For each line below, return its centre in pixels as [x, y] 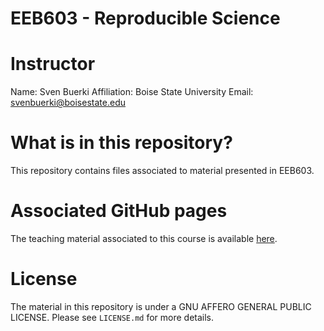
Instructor [53, 64]
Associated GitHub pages [119, 211]
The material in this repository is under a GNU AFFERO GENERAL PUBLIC [161, 306]
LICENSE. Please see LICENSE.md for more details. [112, 317]
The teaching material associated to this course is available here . [144, 238]
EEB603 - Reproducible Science [145, 18]
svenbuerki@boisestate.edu [68, 103]
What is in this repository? [121, 143]
